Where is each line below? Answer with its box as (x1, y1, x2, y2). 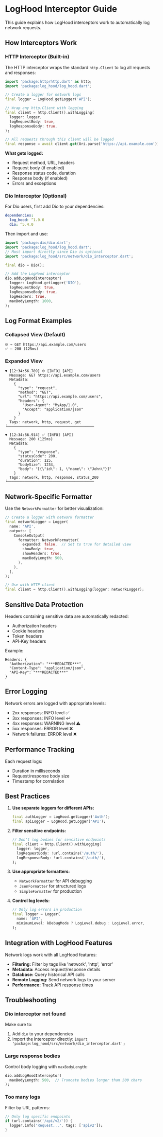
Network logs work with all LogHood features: (5, 952, 97, 957)
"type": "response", (17, 450, 60, 454)
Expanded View (5, 358, 43, 364)
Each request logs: (5, 758, 43, 764)
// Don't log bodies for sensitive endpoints (12, 837, 106, 842)
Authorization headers (12, 623, 57, 629)
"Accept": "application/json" (22, 407, 83, 412)
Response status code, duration (12, 170, 76, 176)
